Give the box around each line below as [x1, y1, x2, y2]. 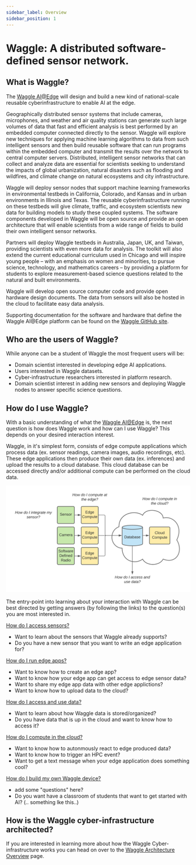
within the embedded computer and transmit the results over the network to [6, 148, 189, 155]
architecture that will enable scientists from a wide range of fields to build [6, 221, 183, 228]
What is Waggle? [6, 77, 69, 87]
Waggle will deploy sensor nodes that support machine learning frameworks [6, 184, 190, 191]
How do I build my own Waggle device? [6, 775, 101, 782]
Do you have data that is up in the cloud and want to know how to [14, 716, 173, 723]
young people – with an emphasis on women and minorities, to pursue [6, 258, 175, 265]
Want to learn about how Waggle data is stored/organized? [14, 709, 157, 717]
